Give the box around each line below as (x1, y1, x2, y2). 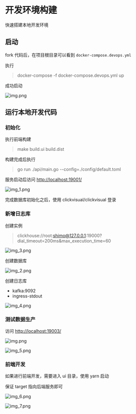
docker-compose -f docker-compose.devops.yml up (17, 72, 124, 78)
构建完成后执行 (5, 157, 35, 163)
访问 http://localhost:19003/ (5, 328, 62, 334)
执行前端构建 (5, 136, 31, 142)
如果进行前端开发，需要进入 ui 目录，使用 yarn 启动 (5, 373, 109, 379)
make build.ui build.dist (17, 146, 65, 152)
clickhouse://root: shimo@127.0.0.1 (17, 233, 86, 238)
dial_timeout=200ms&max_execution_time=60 (17, 237, 111, 243)
